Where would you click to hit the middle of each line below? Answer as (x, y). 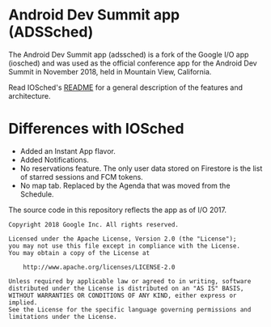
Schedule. (37, 194)
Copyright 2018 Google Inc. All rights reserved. (94, 224)
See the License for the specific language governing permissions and (130, 309)
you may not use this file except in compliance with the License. (125, 246)
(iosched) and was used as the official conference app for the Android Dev (133, 63)
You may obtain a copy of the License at (79, 253)
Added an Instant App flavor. (68, 151)
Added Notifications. (54, 159)
